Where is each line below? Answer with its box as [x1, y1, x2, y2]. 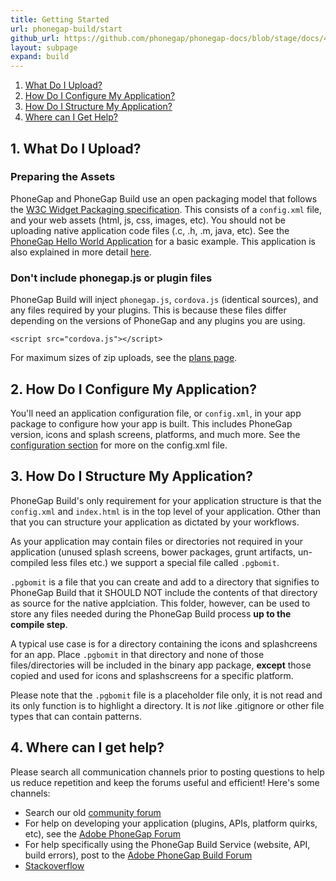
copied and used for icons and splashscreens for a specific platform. [10, 669, 294, 681]
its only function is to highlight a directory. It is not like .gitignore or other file [10, 699, 325, 711]
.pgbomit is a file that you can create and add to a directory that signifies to [10, 576, 320, 588]
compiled [10, 556, 49, 568]
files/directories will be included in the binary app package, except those [10, 659, 312, 671]
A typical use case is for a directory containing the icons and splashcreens [10, 637, 318, 650]
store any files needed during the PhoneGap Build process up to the [10, 607, 292, 620]
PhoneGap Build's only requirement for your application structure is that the [10, 494, 322, 506]
